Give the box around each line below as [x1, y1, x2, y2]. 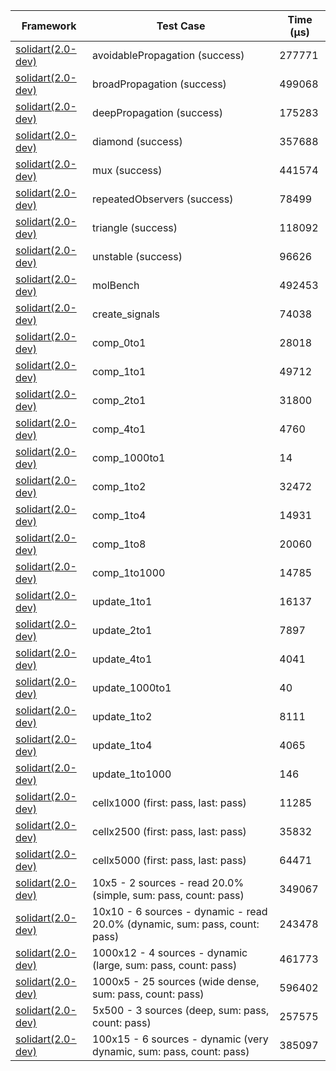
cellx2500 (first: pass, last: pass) [92, 825, 247, 838]
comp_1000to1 [92, 451, 166, 464]
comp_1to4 [92, 509, 147, 522]
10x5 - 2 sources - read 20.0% [92, 876, 245, 889]
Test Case [156, 19, 206, 33]
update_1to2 [92, 710, 153, 723]
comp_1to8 [92, 537, 147, 551]
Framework [21, 19, 77, 33]
